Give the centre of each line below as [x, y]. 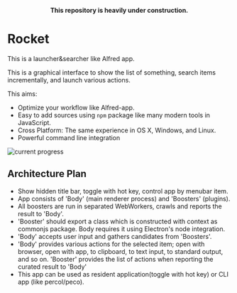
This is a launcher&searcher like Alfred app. [71, 58]
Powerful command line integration [69, 137]
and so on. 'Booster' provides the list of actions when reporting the [115, 259]
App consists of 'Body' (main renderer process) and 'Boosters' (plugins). [124, 198]
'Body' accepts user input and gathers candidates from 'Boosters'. [115, 236]
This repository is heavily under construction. [119, 10]
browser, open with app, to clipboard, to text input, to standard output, [120, 251]
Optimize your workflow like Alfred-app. [76, 107]
